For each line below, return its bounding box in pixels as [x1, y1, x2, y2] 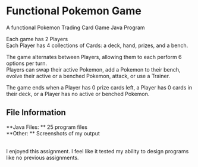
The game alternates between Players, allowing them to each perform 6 [6, 53, 183, 60]
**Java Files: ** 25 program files [6, 123, 88, 131]
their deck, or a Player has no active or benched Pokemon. [6, 90, 150, 97]
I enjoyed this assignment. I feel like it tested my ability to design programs [6, 147, 189, 154]
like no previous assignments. [6, 154, 79, 161]
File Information [6, 107, 67, 117]
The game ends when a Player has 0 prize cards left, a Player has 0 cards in [6, 83, 192, 91]
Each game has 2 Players [6, 35, 68, 42]
